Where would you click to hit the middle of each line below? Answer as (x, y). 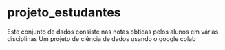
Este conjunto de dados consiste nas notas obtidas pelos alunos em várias (113, 32)
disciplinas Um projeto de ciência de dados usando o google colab (101, 38)
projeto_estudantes (64, 13)
